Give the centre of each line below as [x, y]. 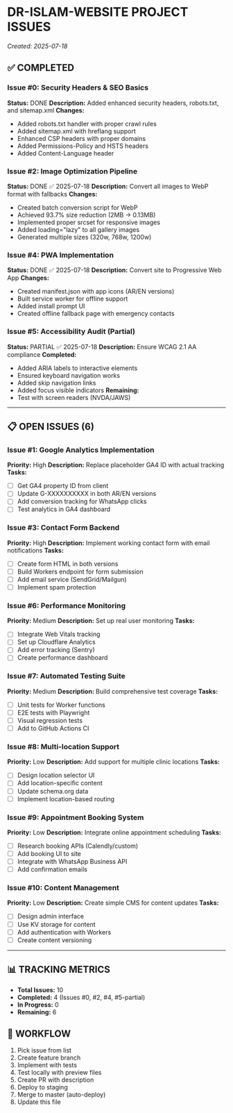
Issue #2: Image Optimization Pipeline [72, 171]
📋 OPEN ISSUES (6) [51, 427]
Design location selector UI [56, 776]
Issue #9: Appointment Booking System [76, 817]
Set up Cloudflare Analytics [56, 642]
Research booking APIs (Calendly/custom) [78, 846]
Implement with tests [47, 1065]
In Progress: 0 [38, 1005]
